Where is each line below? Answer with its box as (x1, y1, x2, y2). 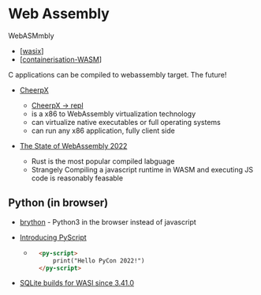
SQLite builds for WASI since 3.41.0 (19, 278, 135, 288)
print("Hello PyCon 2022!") (52, 256, 145, 265)
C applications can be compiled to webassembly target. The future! (8, 70, 227, 79)
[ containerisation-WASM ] (19, 55, 103, 64)
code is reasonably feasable (31, 173, 124, 183)
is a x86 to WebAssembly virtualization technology (31, 108, 196, 119)
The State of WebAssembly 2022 (19, 141, 128, 150)
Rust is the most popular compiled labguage (31, 156, 175, 166)
